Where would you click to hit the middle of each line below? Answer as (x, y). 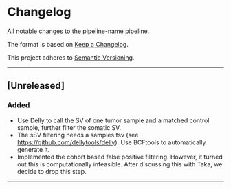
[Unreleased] (36, 86)
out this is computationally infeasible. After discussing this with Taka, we (120, 164)
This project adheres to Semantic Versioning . (71, 57)
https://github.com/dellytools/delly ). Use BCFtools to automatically (111, 142)
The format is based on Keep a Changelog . (68, 44)
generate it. (33, 149)
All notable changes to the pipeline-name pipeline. (78, 31)
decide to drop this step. (52, 171)
